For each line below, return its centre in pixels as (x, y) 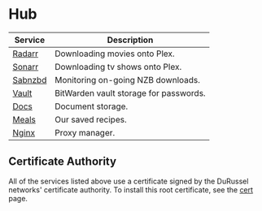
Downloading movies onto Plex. (114, 54)
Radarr (26, 54)
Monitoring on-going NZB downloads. (127, 80)
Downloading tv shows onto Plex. (118, 67)
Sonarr (26, 67)
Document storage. (91, 106)
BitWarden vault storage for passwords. (130, 93)
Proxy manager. (85, 132)
